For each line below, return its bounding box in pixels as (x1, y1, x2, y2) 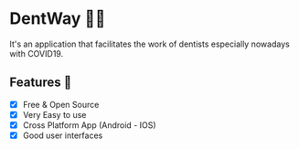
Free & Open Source (22, 99, 100, 110)
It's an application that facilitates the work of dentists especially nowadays (9, 38, 290, 49)
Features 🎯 (9, 75, 72, 90)
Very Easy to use (22, 109, 87, 120)
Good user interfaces (22, 130, 103, 141)
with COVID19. (9, 48, 64, 59)
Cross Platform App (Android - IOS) (22, 119, 157, 131)
